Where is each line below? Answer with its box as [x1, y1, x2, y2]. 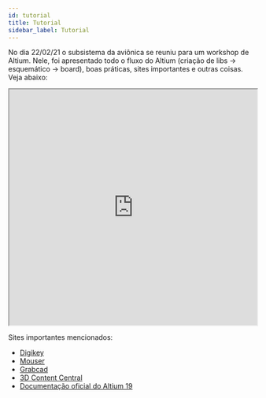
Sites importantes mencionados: [8, 333, 113, 342]
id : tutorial [8, 11, 51, 20]
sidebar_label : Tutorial [8, 26, 90, 34]
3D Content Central [19, 373, 83, 382]
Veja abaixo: [8, 72, 48, 83]
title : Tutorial [8, 19, 61, 27]
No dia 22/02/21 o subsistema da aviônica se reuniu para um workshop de [8, 48, 249, 57]
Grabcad [19, 365, 49, 374]
